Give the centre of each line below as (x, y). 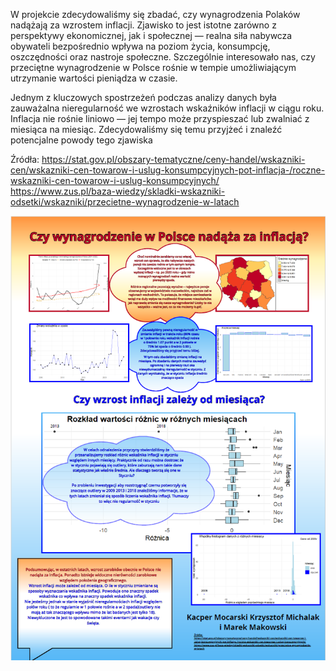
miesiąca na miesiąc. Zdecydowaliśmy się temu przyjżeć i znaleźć (146, 129)
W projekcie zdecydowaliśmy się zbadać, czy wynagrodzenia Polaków (155, 14)
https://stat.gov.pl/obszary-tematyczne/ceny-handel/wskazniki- (173, 159)
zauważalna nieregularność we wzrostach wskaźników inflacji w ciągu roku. (167, 108)
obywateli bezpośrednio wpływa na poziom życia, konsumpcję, (140, 46)
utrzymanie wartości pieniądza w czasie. (94, 78)
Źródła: (25, 159)
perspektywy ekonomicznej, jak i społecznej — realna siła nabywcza (151, 35)
